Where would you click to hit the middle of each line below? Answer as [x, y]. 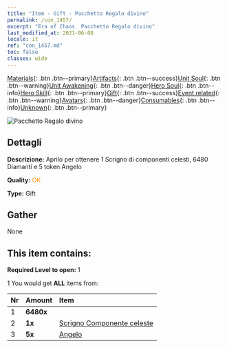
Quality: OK [24, 180]
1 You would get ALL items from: [53, 283]
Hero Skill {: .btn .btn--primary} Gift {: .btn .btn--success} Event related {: [120, 93]
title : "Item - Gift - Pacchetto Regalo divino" [78, 13]
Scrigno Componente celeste [106, 323]
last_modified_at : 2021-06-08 [51, 33]
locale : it [23, 39]
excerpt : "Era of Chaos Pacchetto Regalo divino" [81, 26]
